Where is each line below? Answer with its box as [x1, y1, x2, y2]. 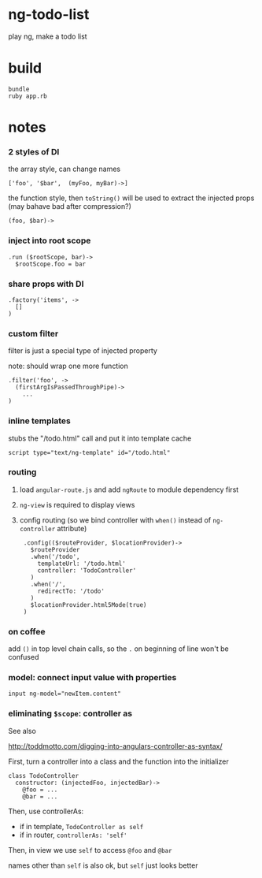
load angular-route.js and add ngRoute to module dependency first [19, 485, 239, 494]
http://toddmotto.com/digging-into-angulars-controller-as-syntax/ [8, 741, 223, 750]
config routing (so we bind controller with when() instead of [19, 515, 212, 525]
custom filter [8, 328, 59, 339]
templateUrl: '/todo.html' [37, 560, 126, 567]
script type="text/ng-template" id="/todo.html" [8, 448, 171, 456]
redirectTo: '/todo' [37, 587, 105, 595]
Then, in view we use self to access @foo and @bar [8, 845, 172, 854]
